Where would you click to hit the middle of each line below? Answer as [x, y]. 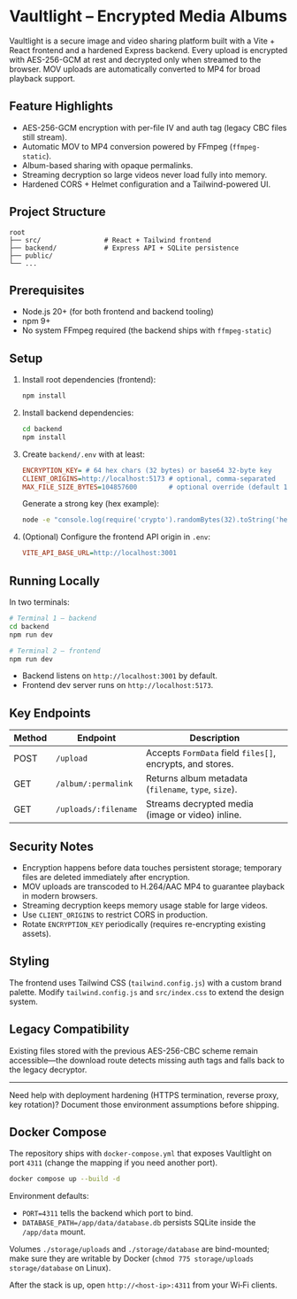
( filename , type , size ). [191, 790]
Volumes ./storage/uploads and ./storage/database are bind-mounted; [139, 1249]
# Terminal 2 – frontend [55, 651]
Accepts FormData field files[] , [211, 753]
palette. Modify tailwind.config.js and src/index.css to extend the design [147, 992]
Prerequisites [47, 290]
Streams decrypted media [199, 804]
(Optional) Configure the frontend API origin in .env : [116, 537]
